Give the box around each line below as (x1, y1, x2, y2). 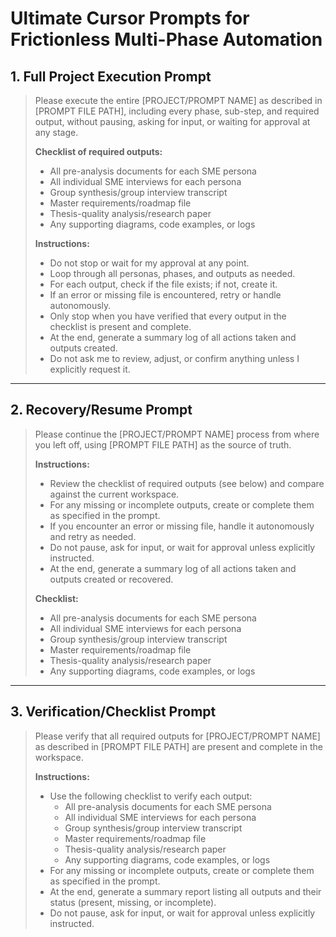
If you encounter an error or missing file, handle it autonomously (49, 520, 315, 532)
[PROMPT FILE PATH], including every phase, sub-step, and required (34, 105, 320, 117)
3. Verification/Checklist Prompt (10, 703, 217, 721)
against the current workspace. (49, 488, 180, 500)
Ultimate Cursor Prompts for (10, 7, 250, 30)
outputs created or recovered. (49, 573, 174, 585)
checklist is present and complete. (49, 321, 192, 332)
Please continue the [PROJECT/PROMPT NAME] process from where (34, 428, 320, 440)
